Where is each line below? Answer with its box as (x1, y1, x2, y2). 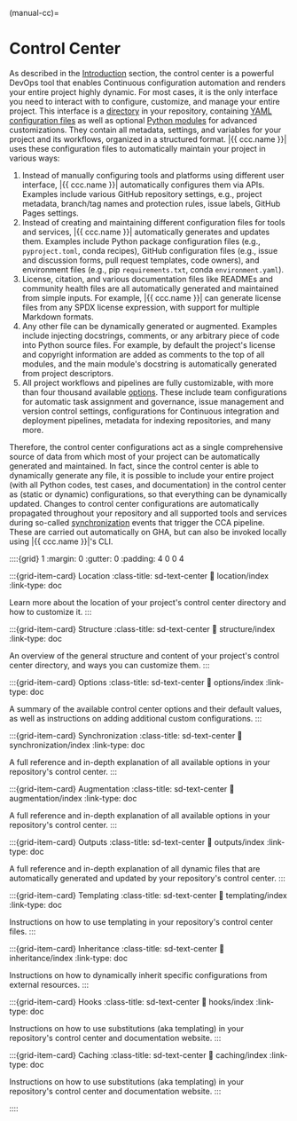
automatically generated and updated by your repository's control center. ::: (9, 872, 285, 883)
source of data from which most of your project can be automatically (9, 451, 261, 462)
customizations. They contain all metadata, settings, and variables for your (9, 124, 282, 135)
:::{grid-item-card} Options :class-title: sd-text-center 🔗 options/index (9, 676, 264, 687)
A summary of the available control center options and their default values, (9, 703, 282, 714)
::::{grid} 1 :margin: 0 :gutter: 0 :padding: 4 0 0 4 (9, 553, 184, 564)
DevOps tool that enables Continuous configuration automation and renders (9, 77, 286, 88)
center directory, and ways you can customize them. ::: (9, 659, 210, 670)
